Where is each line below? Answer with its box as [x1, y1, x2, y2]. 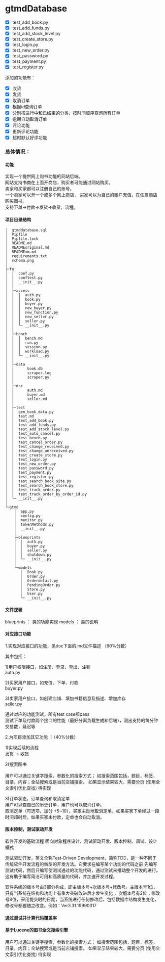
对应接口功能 [5, 631, 31, 637]
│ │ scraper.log [5, 370, 52, 376]
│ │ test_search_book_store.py [5, 483, 74, 488]
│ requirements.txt [5, 254, 48, 259]
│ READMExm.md [5, 249, 36, 255]
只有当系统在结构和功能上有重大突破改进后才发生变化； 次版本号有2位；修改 [5, 890, 160, 896]
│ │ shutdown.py [14, 552, 52, 557]
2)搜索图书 [5, 761, 27, 767]
